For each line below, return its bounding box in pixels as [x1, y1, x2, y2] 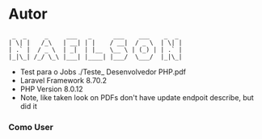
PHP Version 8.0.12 [19, 84, 83, 94]
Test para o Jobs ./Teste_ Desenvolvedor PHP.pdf [19, 66, 187, 77]
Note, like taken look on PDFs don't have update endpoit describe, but [19, 92, 255, 102]
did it [19, 101, 38, 111]
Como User [8, 121, 54, 133]
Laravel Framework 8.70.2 [19, 75, 108, 85]
